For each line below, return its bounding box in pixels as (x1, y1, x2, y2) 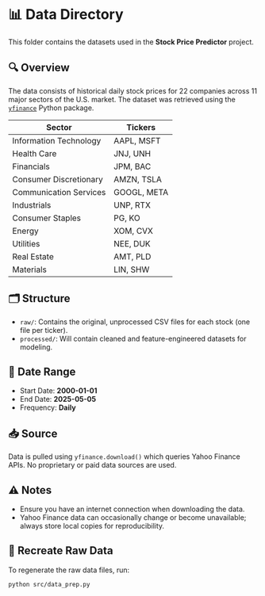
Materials (12, 264, 48, 275)
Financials (12, 161, 50, 172)
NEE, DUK (113, 238, 151, 249)
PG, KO (113, 212, 140, 223)
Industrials (12, 199, 52, 210)
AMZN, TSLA (113, 174, 163, 185)
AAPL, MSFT (113, 135, 161, 146)
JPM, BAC (113, 161, 152, 172)
